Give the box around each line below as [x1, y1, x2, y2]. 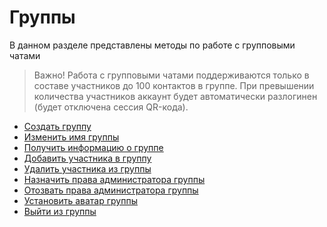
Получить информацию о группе [23, 141, 164, 153]
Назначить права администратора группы [23, 173, 206, 185]
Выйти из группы [23, 205, 97, 217]
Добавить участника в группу [23, 152, 152, 164]
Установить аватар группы [23, 194, 139, 206]
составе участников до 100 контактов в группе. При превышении [33, 79, 315, 91]
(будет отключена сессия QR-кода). [33, 101, 189, 113]
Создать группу [23, 120, 92, 132]
